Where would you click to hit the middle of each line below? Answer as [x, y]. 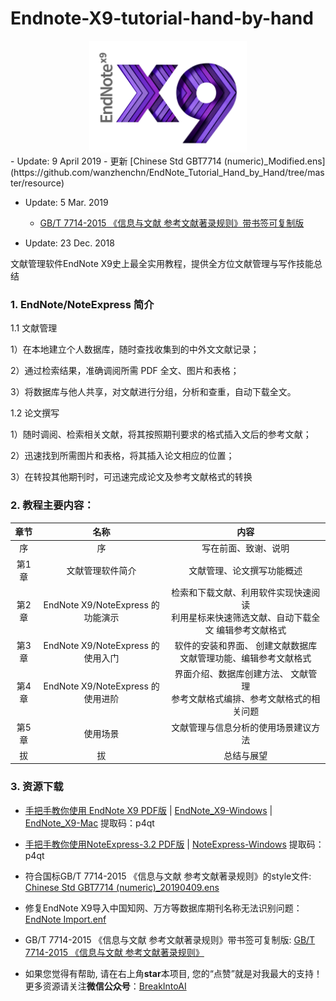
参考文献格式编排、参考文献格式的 [241, 699]
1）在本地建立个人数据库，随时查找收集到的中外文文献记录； [135, 349]
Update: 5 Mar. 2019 [66, 203]
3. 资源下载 [37, 787]
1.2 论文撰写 [35, 413]
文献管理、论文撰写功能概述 [245, 570]
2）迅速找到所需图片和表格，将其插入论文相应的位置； [122, 456]
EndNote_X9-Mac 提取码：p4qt [89, 823]
